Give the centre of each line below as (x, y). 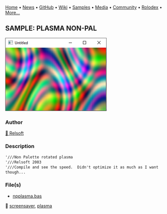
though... (16, 172)
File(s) (13, 185)
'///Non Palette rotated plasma (39, 157)
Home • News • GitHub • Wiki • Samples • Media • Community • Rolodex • (84, 7)
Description (20, 147)
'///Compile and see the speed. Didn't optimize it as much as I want (82, 167)
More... (13, 13)
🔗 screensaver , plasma (29, 205)
